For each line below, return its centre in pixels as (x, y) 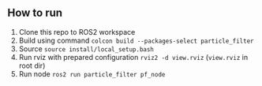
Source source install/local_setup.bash (86, 49)
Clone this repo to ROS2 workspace (77, 32)
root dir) (32, 65)
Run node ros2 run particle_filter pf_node (92, 73)
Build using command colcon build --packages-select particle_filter (136, 40)
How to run (35, 13)
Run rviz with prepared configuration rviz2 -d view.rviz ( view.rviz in (133, 57)
